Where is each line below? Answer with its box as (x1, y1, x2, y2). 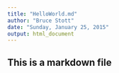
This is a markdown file (7, 56, 112, 68)
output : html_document (7, 30, 74, 38)
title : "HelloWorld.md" (7, 10, 78, 18)
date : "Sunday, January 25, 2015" (7, 23, 110, 30)
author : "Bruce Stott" (7, 17, 74, 24)
